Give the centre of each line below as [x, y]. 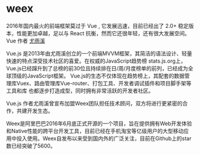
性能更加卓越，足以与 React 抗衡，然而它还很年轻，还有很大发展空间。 [103, 33]
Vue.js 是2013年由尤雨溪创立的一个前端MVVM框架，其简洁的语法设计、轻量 [99, 53]
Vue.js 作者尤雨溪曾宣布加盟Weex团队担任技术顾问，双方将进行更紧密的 [94, 103]
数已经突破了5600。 [31, 145]
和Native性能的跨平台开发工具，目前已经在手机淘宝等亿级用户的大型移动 [95, 131]
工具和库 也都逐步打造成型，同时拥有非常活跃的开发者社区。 [80, 91]
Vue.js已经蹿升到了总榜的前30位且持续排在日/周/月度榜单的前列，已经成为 [97, 68]
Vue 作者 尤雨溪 [26, 41]
